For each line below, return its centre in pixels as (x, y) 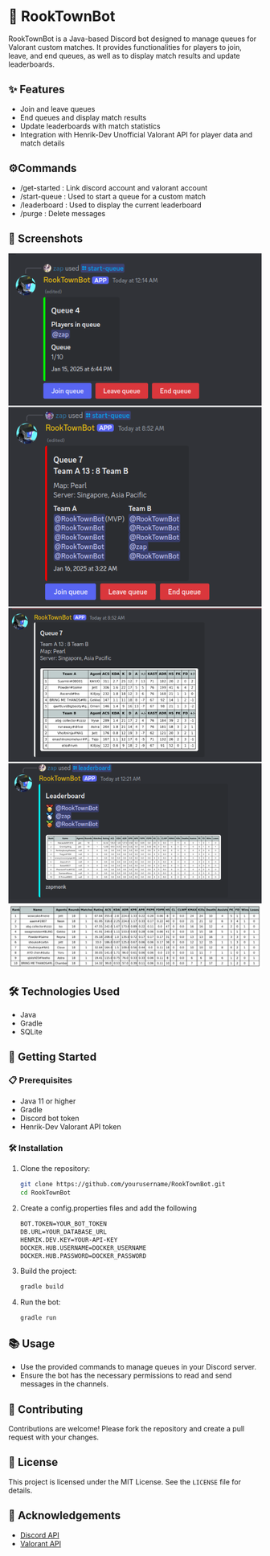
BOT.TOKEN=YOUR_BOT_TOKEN (63, 1224)
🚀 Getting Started (53, 1057)
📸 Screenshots (46, 238)
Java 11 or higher (48, 1101)
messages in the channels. (64, 1384)
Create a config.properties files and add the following (108, 1208)
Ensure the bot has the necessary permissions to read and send (126, 1376)
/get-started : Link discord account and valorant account (114, 187)
